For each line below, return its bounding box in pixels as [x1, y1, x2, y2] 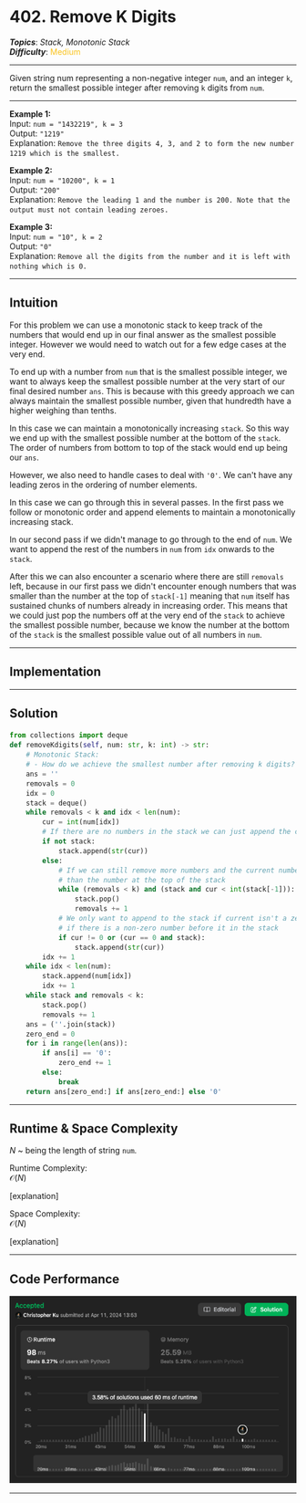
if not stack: [42, 837, 96, 846]
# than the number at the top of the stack [57, 875, 226, 884]
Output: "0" [9, 240, 53, 252]
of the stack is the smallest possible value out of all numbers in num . [9, 629, 262, 640]
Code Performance [9, 1271, 120, 1287]
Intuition [9, 295, 58, 311]
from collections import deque [9, 731, 128, 740]
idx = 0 [25, 788, 55, 798]
